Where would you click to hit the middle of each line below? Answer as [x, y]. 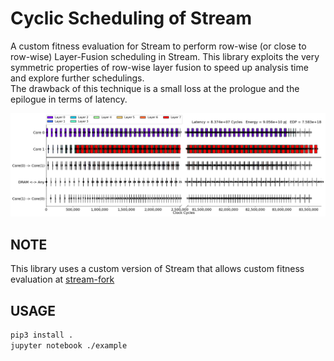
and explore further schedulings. [77, 78]
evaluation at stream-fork [62, 279]
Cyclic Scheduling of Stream [131, 18]
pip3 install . [42, 335]
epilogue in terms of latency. [69, 99]
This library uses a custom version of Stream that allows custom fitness [157, 269]
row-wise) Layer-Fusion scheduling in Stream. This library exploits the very [165, 56]
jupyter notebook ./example [69, 345]
